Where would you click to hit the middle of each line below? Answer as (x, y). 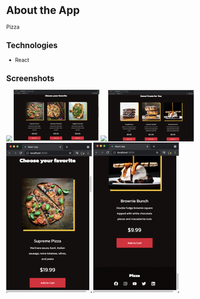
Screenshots (30, 79)
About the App (43, 10)
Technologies (32, 45)
